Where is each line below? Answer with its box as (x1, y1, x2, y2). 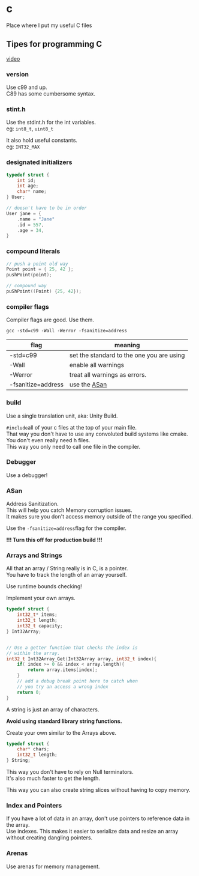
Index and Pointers (6, 801, 62, 809)
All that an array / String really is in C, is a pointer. (6, 565, 128, 572)
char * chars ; (17, 746, 50, 752)
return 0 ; (17, 689, 42, 695)
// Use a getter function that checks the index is (6, 645, 138, 651)
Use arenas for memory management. (6, 863, 100, 870)
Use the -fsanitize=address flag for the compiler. (6, 525, 127, 532)
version (6, 70, 29, 78)
